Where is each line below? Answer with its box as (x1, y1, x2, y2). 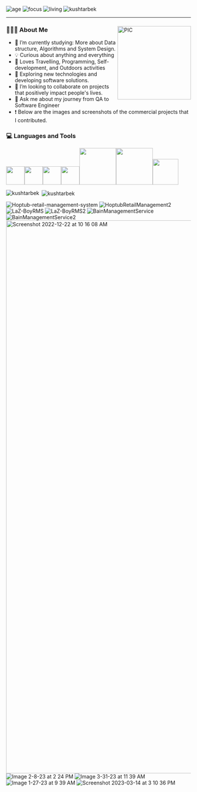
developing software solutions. (14, 77, 89, 84)
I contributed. (14, 117, 47, 124)
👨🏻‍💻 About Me (6, 25, 48, 33)
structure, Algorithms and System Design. (14, 45, 116, 52)
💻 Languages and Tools (6, 132, 76, 140)
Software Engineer (14, 102, 60, 109)
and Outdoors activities (49, 65, 106, 72)
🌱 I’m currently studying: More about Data (14, 39, 116, 46)
